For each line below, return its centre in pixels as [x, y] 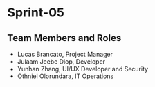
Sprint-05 [36, 13]
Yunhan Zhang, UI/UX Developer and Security [83, 69]
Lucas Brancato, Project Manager [65, 54]
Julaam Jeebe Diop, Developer [61, 62]
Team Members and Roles [64, 38]
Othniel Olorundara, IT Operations [65, 76]
